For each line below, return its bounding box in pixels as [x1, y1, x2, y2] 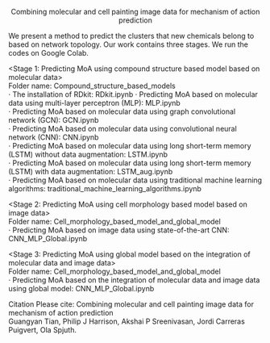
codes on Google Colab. [8, 48, 89, 57]
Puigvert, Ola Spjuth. [8, 325, 77, 334]
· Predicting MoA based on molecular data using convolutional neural [8, 124, 238, 133]
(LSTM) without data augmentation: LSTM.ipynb [8, 149, 168, 159]
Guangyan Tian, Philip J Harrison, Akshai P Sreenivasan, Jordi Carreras [8, 316, 246, 326]
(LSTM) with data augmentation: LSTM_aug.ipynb [8, 167, 173, 176]
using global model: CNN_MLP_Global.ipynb [8, 284, 155, 293]
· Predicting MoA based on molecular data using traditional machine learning [8, 175, 263, 185]
